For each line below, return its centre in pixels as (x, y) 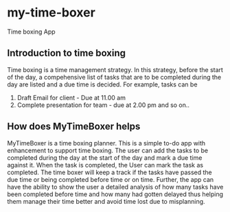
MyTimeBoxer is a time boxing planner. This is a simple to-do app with (106, 143)
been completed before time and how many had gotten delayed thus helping (115, 194)
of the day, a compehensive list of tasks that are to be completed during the (114, 77)
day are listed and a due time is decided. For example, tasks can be (102, 84)
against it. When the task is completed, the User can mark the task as (105, 165)
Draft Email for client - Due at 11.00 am (71, 97)
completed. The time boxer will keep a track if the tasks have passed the (110, 172)
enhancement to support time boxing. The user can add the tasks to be (108, 150)
